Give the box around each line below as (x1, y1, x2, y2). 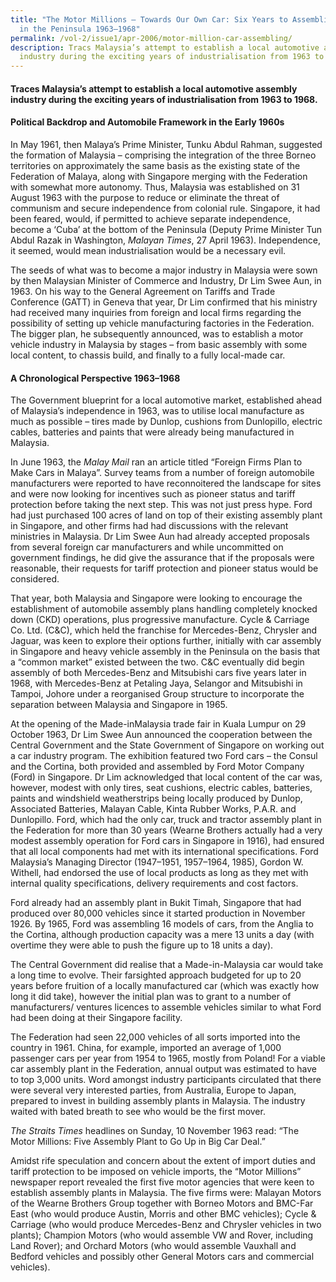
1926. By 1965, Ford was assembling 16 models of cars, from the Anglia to (10, 918, 314, 930)
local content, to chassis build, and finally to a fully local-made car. (10, 349, 286, 361)
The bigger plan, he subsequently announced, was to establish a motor (10, 327, 304, 340)
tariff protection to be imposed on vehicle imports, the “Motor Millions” (10, 1166, 302, 1178)
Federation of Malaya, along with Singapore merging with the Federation (10, 170, 308, 182)
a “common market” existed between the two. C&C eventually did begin (10, 656, 305, 668)
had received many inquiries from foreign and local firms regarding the (10, 306, 302, 318)
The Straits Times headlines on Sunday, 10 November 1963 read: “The (10, 1125, 300, 1137)
